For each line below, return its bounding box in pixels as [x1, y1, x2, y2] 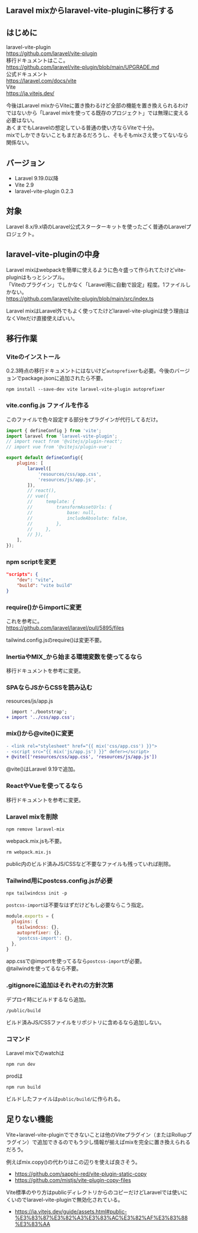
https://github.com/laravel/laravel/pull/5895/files [6, 624, 124, 631]
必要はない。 [6, 117, 37, 124]
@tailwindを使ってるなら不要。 [6, 965, 82, 972]
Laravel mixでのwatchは [6, 1049, 65, 1056]
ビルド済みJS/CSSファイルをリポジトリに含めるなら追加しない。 [6, 1018, 165, 1026]
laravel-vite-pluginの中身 [6, 249, 100, 259]
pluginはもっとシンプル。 [6, 274, 68, 281]
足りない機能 [6, 1114, 53, 1124]
